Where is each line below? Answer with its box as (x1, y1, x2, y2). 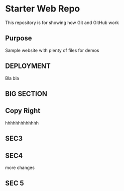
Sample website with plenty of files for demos (5, 47, 100, 53)
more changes (5, 164, 35, 170)
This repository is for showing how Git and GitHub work (5, 19, 119, 25)
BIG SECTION (5, 89, 47, 98)
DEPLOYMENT (5, 62, 51, 70)
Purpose (5, 34, 32, 42)
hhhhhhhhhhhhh (5, 119, 39, 125)
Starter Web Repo (5, 3, 80, 14)
